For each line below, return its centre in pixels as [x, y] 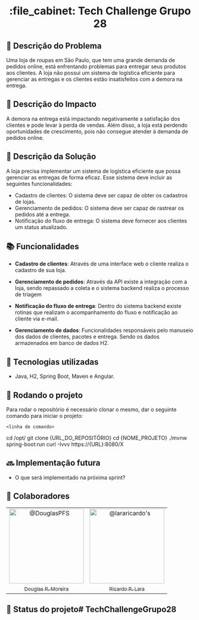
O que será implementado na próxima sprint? [70, 477]
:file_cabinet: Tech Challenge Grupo [100, 11]
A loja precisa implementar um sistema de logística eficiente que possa [93, 171]
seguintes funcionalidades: [39, 184]
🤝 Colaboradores [38, 497]
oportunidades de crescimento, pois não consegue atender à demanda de [97, 131]
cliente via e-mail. [37, 319]
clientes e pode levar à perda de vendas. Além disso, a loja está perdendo [97, 125]
